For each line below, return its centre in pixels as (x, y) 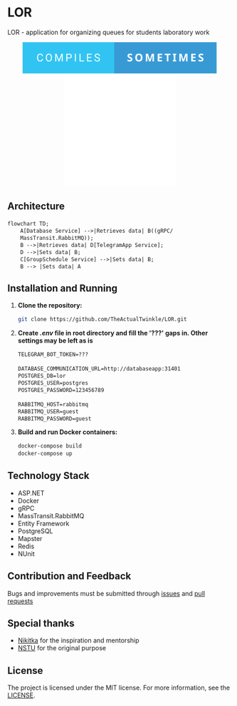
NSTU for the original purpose (62, 648)
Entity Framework (43, 523)
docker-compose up (45, 454)
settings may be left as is (55, 341)
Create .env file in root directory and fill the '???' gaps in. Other (113, 333)
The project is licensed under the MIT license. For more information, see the (118, 688)
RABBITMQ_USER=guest (48, 412)
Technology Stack (48, 476)
